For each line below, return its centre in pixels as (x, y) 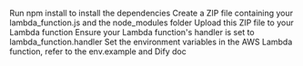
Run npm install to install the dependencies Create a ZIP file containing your (151, 13)
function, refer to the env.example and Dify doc (98, 52)
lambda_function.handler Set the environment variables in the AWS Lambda (151, 42)
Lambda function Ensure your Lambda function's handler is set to (132, 32)
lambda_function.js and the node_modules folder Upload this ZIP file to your (151, 23)
